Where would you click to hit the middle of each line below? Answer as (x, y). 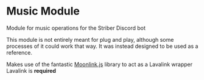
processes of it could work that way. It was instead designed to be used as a (102, 46)
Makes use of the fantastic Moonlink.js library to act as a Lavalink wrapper (100, 64)
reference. (19, 52)
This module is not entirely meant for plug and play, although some (90, 39)
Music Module (43, 11)
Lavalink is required (31, 70)
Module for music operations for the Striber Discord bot (76, 28)
